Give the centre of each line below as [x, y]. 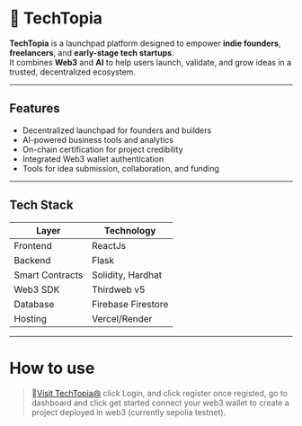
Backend [32, 260]
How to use [52, 368]
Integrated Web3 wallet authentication [93, 159]
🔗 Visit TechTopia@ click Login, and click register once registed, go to [159, 393]
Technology [130, 230]
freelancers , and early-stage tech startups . [92, 52]
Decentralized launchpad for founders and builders [117, 130]
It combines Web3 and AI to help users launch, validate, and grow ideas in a [151, 62]
